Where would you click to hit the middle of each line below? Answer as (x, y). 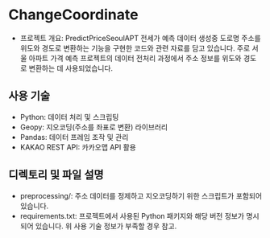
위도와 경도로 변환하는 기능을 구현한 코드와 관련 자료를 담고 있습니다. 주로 (135, 48)
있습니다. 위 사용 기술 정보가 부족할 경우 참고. (106, 226)
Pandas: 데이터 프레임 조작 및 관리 (74, 137)
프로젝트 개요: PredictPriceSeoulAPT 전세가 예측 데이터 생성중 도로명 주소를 (140, 38)
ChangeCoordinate (73, 15)
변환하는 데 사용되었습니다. (71, 68)
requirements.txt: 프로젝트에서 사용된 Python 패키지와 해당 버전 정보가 (132, 215)
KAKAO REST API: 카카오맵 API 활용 (78, 147)
